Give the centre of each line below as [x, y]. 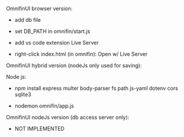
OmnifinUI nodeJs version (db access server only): [68, 117]
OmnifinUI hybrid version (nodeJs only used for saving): [74, 65]
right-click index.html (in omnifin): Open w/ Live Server [81, 54]
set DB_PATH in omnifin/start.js [52, 31]
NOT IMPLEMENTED [39, 128]
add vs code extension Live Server [56, 43]
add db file [28, 20]
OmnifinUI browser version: [39, 9]
